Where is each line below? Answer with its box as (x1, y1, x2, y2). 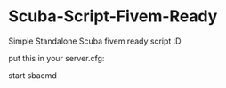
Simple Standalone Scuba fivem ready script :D (8, 36, 182, 46)
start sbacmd (8, 69, 57, 81)
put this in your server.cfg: (8, 52, 105, 63)
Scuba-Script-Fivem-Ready (8, 6, 218, 27)
